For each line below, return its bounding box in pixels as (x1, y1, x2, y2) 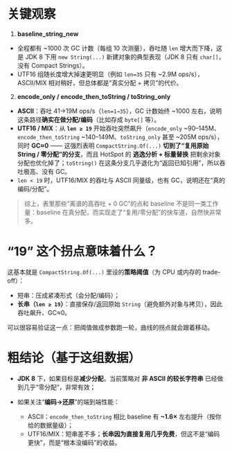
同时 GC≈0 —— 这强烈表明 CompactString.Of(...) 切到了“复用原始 (17, 141, 209, 150)
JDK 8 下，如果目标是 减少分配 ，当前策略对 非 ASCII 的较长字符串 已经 (17, 374, 217, 382)
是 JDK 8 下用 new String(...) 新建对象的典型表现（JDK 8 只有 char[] (17, 53, 219, 61)
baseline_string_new (17, 29, 79, 38)
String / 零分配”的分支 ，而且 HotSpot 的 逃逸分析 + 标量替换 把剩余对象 (17, 150, 221, 158)
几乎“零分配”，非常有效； (23, 382, 96, 391)
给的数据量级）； (27, 420, 74, 429)
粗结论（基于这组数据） (7, 350, 141, 366)
